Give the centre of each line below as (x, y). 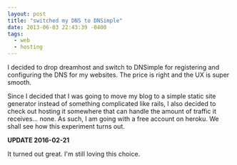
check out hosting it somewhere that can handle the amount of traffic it (112, 111)
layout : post (27, 14)
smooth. (20, 82)
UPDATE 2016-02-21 (39, 140)
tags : (15, 34)
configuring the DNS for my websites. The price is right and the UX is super (118, 75)
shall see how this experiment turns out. (66, 126)
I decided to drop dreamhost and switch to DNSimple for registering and (114, 67)
